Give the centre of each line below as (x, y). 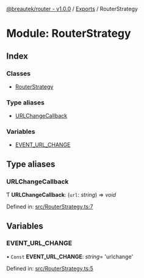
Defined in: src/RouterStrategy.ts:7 (50, 207)
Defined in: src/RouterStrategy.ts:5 (50, 268)
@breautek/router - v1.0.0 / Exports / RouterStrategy (72, 9)
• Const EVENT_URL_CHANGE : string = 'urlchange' (70, 257)
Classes (19, 73)
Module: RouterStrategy (69, 34)
